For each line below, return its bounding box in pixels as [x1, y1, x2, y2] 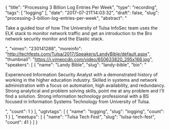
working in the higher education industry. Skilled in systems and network [5, 77, 157, 83]
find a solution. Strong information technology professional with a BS [5, 93, 149, 99]
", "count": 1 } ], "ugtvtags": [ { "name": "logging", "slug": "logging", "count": [5, 109, 165, 114]
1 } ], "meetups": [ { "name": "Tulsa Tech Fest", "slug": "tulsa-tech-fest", [5, 114, 156, 120]
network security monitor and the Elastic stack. [5, 36, 104, 42]
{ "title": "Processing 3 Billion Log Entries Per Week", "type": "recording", [5, 5, 158, 10]
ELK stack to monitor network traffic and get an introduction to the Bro [5, 30, 152, 36]
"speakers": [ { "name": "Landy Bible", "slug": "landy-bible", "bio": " [5, 62, 147, 68]
